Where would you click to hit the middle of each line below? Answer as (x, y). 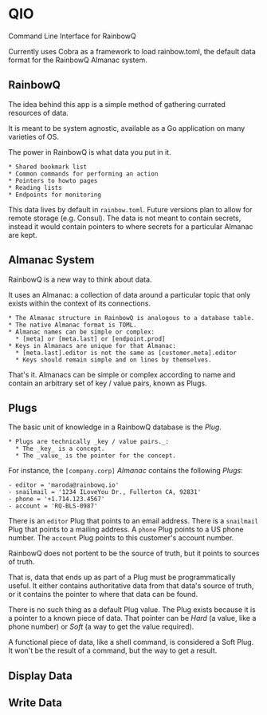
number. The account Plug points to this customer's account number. (121, 538)
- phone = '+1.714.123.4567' (57, 500)
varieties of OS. (34, 136)
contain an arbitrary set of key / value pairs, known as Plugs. (108, 383)
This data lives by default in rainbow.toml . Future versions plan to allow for (130, 209)
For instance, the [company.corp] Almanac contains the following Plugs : (126, 471)
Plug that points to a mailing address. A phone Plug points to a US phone (126, 529)
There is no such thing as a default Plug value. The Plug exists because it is (132, 610)
